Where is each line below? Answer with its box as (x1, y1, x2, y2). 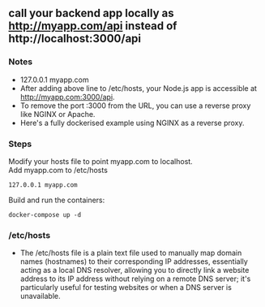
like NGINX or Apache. (19, 109, 96, 119)
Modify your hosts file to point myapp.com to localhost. (8, 156, 193, 166)
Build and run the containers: (8, 195, 105, 205)
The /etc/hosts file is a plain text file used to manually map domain (19, 248, 242, 258)
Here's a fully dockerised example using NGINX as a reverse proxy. (19, 118, 245, 128)
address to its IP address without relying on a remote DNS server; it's (19, 274, 251, 283)
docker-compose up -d (8, 210, 82, 218)
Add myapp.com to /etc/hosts (8, 165, 108, 175)
